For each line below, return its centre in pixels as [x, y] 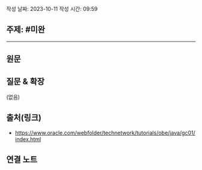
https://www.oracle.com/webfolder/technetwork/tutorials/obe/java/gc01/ [105, 133]
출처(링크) [24, 118]
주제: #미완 [26, 30]
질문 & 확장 [26, 81]
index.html [28, 139]
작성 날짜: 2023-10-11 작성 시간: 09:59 [52, 9]
